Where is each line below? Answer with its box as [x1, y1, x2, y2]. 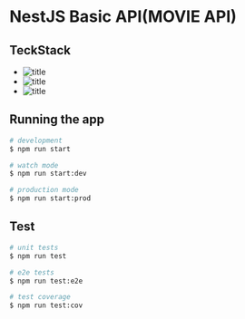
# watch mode [9, 160, 59, 169]
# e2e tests [9, 267, 54, 277]
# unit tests [9, 243, 59, 252]
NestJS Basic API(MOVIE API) [9, 6, 238, 27]
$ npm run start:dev [9, 169, 88, 179]
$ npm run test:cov [9, 301, 83, 310]
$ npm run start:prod [9, 194, 92, 203]
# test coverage [9, 293, 71, 302]
